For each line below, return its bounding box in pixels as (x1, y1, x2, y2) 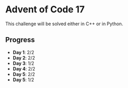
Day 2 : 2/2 (12, 55, 35, 61)
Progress (5, 36, 35, 44)
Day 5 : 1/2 (12, 76, 34, 83)
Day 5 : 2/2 (12, 71, 35, 77)
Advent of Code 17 (5, 4, 85, 15)
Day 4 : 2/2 (12, 65, 36, 72)
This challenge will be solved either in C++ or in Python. (5, 21, 123, 27)
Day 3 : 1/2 (12, 60, 34, 66)
